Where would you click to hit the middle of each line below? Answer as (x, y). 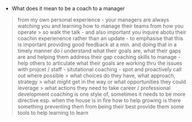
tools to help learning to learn (53, 113)
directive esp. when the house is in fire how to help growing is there (99, 100)
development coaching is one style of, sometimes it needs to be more (101, 94)
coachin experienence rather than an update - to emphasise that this (100, 38)
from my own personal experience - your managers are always (93, 20)
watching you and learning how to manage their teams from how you (100, 26)
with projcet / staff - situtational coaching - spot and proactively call (100, 69)
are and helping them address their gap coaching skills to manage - (99, 57)
